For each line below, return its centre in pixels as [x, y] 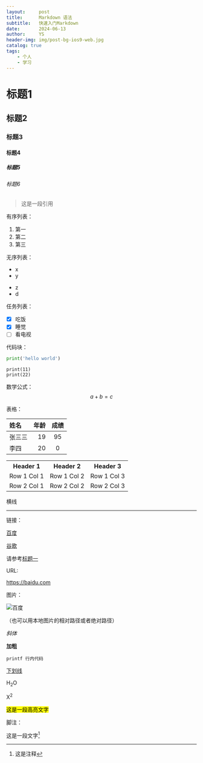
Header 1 [27, 466]
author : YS [25, 34]
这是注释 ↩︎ [29, 754]
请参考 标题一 [22, 559]
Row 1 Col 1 [27, 476]
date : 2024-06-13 [36, 29]
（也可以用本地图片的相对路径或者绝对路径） [62, 620]
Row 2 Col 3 [108, 486]
